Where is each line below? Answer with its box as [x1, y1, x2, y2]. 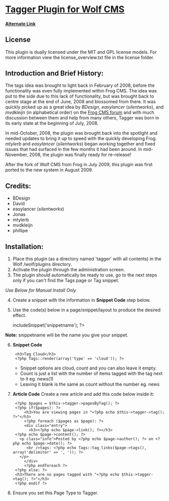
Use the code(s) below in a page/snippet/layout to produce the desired [12, 307, 161, 313]
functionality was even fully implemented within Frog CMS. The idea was [5, 88, 157, 94]
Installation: [5, 242, 44, 251]
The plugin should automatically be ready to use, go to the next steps [12, 272, 157, 278]
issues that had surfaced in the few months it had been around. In [5, 146, 143, 152]
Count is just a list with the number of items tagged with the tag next [20, 370, 163, 377]
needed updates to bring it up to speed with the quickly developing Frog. [5, 136, 157, 142]
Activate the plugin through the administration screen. [12, 267, 125, 273]
